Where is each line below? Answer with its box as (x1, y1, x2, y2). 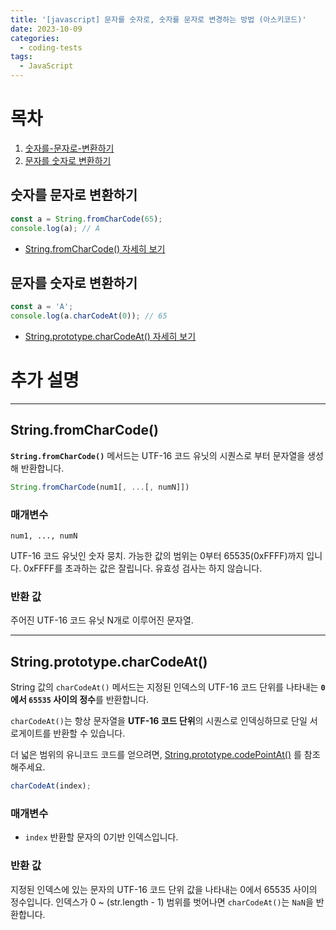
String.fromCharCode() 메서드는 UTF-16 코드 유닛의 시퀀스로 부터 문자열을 (10, 449, 306, 461)
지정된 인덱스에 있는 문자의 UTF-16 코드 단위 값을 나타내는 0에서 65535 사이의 (10, 883, 318, 895)
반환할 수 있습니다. (53, 727, 126, 740)
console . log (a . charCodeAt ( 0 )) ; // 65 (10, 311, 168, 321)
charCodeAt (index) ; (10, 781, 92, 791)
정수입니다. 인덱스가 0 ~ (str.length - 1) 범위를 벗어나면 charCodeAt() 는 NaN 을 (10, 896, 314, 908)
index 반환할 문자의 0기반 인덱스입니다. (24, 831, 179, 843)
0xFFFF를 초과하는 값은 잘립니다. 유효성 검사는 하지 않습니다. (23, 562, 263, 574)
